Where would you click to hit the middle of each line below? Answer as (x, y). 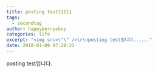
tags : (13, 17)
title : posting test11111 (39, 12)
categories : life (28, 34)
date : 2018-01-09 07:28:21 (40, 46)
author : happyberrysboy (36, 29)
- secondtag (27, 23)
